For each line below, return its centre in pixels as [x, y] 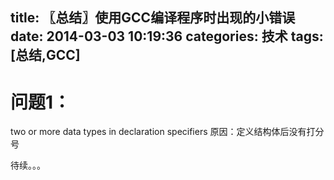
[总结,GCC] [45, 55]
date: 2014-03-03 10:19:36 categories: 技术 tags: [167, 36]
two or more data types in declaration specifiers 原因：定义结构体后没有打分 [167, 132]
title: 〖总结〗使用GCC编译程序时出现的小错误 [153, 18]
